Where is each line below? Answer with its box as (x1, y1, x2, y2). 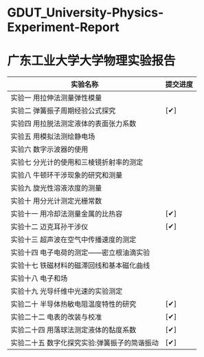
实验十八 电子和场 (10, 274, 68, 283)
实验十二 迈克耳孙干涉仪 (10, 222, 89, 232)
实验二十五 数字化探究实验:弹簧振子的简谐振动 (10, 338, 159, 348)
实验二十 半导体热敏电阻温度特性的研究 (10, 299, 137, 309)
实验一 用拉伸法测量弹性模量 (10, 93, 102, 102)
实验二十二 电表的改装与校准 (10, 312, 102, 322)
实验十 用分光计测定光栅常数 (10, 196, 102, 206)
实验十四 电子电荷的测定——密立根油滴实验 (10, 248, 150, 257)
